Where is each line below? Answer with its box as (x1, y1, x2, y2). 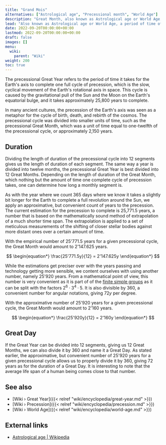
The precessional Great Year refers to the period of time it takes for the (5, 76, 150, 82)
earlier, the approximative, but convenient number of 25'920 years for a (5, 353, 151, 359)
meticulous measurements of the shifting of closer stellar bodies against (5, 223, 152, 229)
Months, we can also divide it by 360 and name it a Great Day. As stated (5, 347, 152, 353)
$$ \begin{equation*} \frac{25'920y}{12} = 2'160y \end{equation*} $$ (11, 314, 155, 320)
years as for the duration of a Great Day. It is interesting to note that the (5, 363, 150, 369)
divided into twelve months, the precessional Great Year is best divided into (5, 166, 159, 172)
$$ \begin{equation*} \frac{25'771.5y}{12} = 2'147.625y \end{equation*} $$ (6, 253, 160, 259)
